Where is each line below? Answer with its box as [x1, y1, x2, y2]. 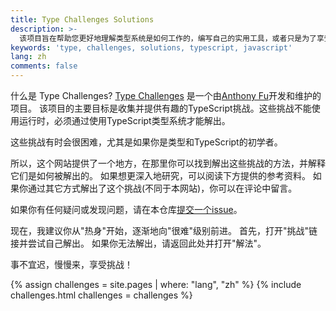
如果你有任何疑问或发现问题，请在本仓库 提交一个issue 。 [10, 204, 243, 215]
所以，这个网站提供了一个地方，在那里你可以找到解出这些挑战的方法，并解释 [10, 157, 326, 169]
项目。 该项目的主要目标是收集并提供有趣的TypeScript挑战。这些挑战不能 [10, 102, 312, 114]
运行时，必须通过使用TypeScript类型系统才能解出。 [18, 115, 231, 126]
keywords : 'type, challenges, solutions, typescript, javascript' [10, 42, 293, 53]
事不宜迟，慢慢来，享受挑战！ [10, 259, 133, 270]
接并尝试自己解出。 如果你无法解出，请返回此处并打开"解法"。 [10, 237, 267, 249]
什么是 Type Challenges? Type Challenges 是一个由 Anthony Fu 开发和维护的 [10, 90, 322, 101]
